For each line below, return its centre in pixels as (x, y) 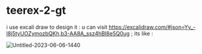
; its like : (142, 33)
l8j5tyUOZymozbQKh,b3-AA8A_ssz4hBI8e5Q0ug (68, 33)
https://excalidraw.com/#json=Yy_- (152, 27)
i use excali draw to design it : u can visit (57, 27)
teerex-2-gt (36, 10)
